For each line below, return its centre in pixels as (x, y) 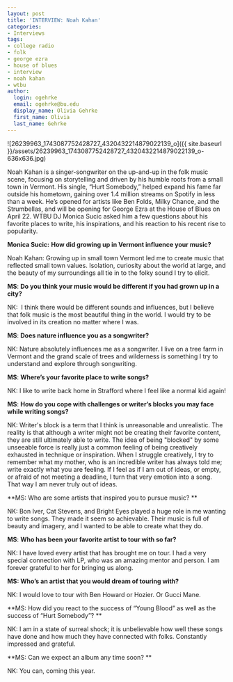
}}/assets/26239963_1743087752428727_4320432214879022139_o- (106, 151)
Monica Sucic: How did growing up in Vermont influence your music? (109, 244)
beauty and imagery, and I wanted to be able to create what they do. (105, 525)
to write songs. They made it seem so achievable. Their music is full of (108, 518)
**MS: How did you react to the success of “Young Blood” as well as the (112, 608)
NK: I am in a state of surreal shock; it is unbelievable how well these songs (115, 629)
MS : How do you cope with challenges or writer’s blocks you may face (111, 404)
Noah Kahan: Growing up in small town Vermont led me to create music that (116, 257)
